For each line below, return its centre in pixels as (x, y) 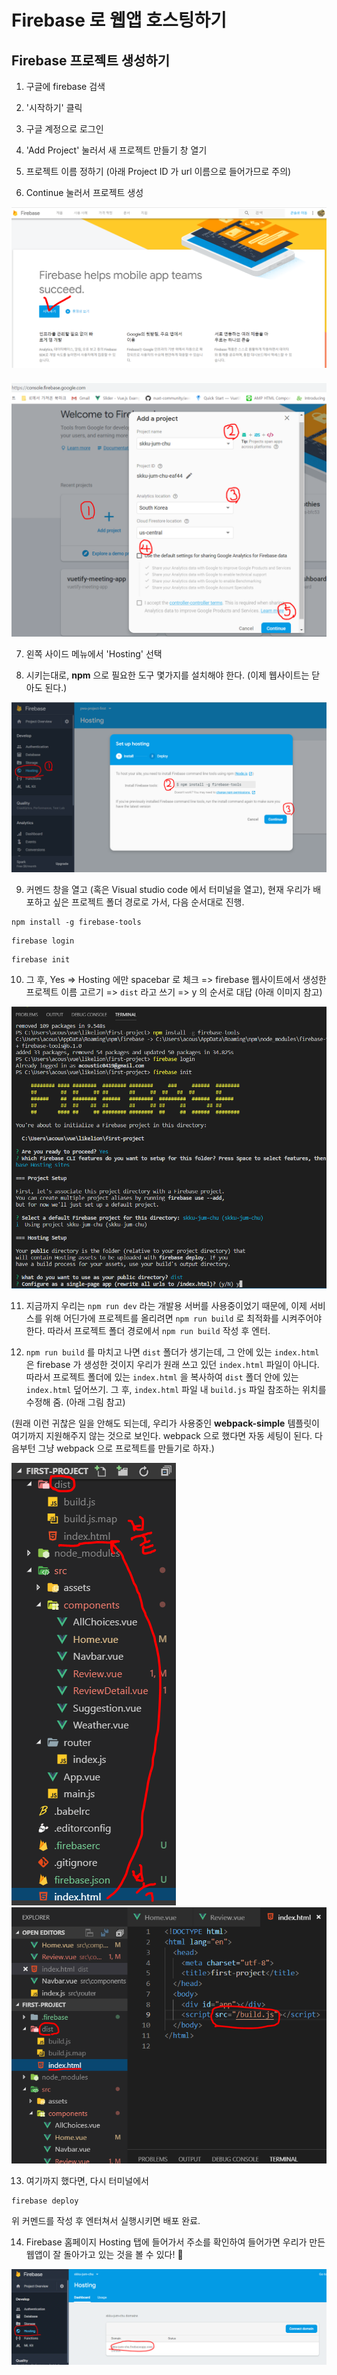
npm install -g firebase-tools (76, 922)
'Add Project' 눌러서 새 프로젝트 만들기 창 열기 (116, 150)
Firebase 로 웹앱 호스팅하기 (119, 20)
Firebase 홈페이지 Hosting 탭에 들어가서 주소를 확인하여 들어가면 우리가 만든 (175, 2242)
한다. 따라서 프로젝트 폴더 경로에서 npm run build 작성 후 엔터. (148, 1331)
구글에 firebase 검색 (65, 86)
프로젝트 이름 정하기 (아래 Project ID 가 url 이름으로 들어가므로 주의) (158, 171)
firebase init (41, 959)
